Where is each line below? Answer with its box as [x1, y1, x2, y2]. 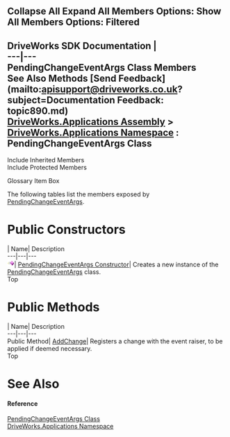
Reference [7, 399, 38, 408]
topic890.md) [7, 105, 69, 117]
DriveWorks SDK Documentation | [7, 40, 157, 51]
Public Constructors [7, 222, 126, 238]
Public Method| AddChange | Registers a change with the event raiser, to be [7, 337, 223, 345]
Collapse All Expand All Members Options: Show [7, 6, 222, 17]
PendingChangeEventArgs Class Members [7, 62, 197, 74]
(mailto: [7, 83, 42, 95]
